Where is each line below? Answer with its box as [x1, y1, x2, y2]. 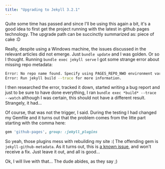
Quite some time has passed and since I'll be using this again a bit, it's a [5, 21, 151, 27]
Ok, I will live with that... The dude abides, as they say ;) [5, 158, 118, 165]
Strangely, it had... [5, 100, 42, 106]
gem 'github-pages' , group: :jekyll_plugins [5, 130, 98, 135]
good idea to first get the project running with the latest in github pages [5, 26, 150, 32]
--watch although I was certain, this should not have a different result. [5, 95, 146, 101]
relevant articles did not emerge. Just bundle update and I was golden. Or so [5, 51, 160, 57]
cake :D [5, 36, 21, 42]
